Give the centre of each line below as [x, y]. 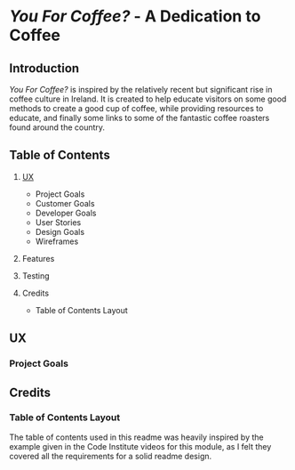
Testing [36, 276]
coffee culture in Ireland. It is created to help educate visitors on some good [148, 99]
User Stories [58, 222]
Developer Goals [66, 213]
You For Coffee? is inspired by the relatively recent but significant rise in [141, 89]
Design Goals [60, 231]
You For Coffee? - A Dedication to [135, 16]
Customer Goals [65, 203]
